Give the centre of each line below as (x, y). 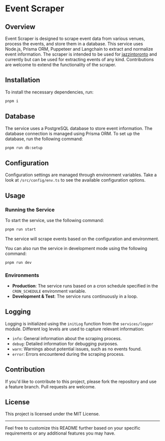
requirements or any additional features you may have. (60, 433)
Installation (23, 80)
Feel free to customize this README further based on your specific (73, 428)
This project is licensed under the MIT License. (53, 414)
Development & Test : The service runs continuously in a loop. (75, 296)
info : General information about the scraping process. (67, 338)
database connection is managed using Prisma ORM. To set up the (72, 133)
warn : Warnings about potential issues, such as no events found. (77, 349)
